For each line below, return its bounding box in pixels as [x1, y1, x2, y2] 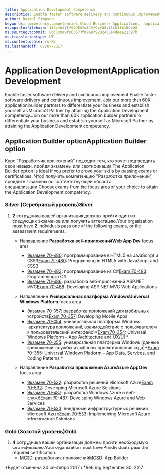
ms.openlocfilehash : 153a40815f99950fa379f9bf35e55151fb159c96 [5, 26, 137, 30]
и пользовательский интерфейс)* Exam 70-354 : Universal [27, 329, 146, 335]
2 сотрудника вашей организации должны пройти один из [12, 212, 135, 219]
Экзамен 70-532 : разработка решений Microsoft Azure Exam [27, 379, 153, 385]
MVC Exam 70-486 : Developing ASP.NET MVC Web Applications [27, 283, 157, 290]
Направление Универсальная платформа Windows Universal [19, 293, 149, 299]
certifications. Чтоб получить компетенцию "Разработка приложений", [5, 173, 153, 179]
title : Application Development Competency [5, 7, 96, 12]
